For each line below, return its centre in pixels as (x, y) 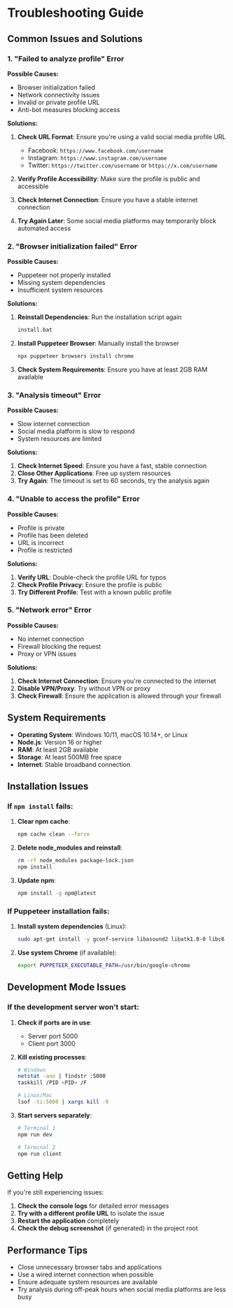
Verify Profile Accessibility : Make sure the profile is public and (109, 178)
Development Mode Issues (67, 987)
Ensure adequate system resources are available (87, 1282)
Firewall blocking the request (59, 646)
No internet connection (51, 639)
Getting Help (35, 1175)
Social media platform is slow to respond (76, 431)
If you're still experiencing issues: (56, 1193)
